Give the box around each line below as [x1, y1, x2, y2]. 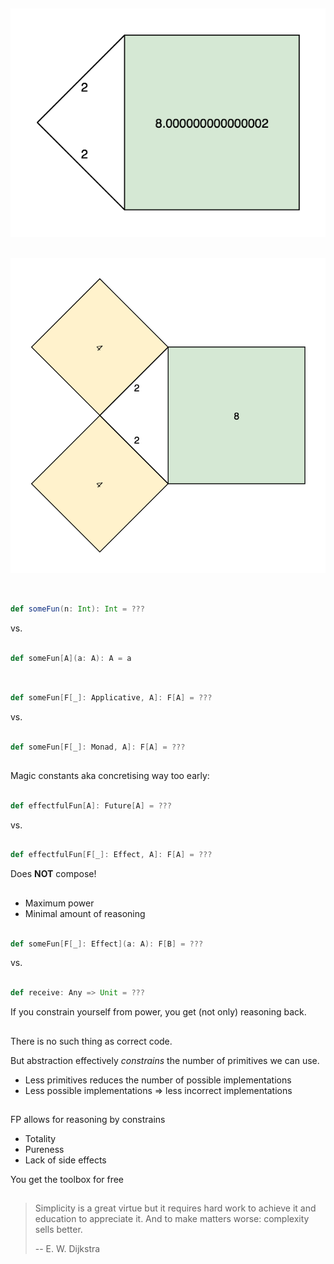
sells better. [34, 1224, 83, 1236]
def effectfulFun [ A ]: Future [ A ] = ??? [10, 800, 172, 811]
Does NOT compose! [10, 868, 97, 880]
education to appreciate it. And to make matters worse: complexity [34, 1213, 310, 1225]
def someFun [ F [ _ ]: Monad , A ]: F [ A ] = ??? [10, 742, 186, 752]
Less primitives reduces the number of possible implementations [24, 1074, 292, 1086]
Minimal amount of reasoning [24, 907, 146, 919]
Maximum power [24, 897, 95, 909]
